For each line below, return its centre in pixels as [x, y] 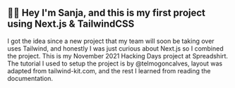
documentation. [30, 78]
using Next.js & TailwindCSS [71, 24]
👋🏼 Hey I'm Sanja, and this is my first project [107, 13]
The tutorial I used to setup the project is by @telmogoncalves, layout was [115, 63]
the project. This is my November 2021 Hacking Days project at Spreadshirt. [117, 56]
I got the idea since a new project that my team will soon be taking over [111, 41]
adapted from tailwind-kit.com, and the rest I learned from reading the [109, 70]
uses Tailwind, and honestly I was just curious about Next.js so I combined [115, 48]
